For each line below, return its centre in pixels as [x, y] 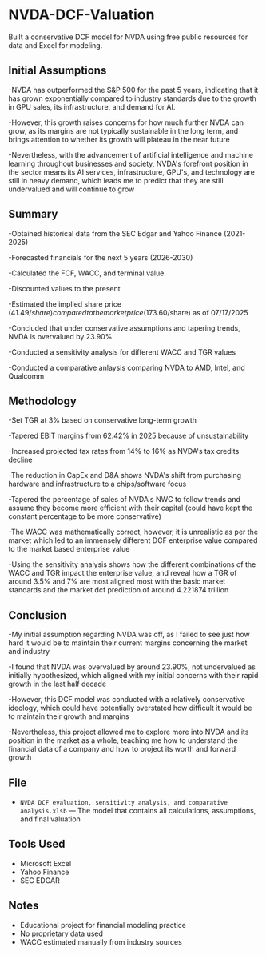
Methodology [43, 401]
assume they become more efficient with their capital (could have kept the [131, 508]
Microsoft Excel [46, 863]
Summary [33, 214]
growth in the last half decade [57, 684]
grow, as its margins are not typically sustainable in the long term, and [123, 130]
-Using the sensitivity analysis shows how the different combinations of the [132, 564]
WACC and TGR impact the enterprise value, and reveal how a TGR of [123, 573]
